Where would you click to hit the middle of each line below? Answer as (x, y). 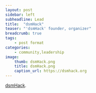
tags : (11, 38)
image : (12, 57)
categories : (18, 48)
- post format (29, 43)
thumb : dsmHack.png (35, 62)
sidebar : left (20, 15)
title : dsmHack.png (35, 66)
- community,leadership (39, 52)
